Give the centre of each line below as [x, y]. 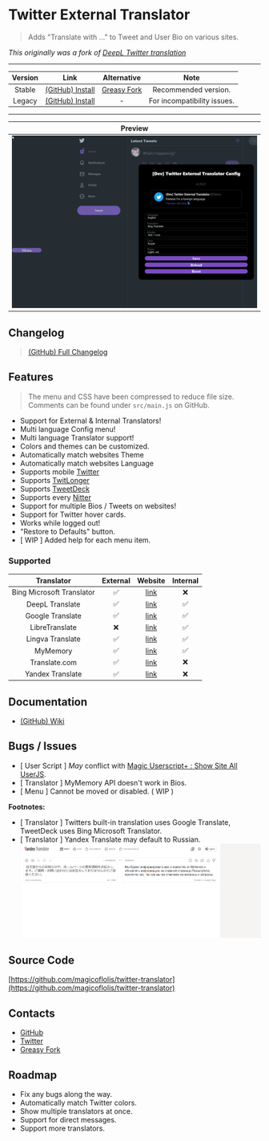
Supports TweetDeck [55, 489]
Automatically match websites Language [87, 463]
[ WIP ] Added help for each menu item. [85, 540]
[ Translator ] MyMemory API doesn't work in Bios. [103, 782]
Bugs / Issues [43, 747]
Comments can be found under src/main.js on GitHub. [118, 405]
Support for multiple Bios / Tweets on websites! [98, 506]
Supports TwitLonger [55, 480]
